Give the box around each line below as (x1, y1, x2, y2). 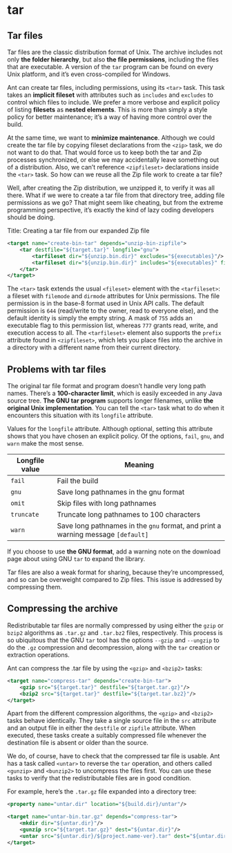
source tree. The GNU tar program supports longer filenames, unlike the (7, 396, 214, 405)
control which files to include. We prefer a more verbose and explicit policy (7, 98, 220, 106)
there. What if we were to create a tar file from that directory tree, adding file (7, 191, 225, 199)
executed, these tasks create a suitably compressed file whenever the (7, 731, 207, 740)
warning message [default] (57, 530, 149, 540)
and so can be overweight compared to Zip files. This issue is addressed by (7, 576, 222, 584)
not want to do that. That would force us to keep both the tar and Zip (7, 148, 202, 156)
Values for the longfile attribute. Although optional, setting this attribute (7, 425, 213, 433)
